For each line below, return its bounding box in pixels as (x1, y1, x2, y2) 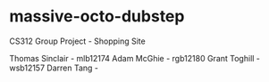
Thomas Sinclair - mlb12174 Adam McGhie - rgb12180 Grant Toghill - (9, 53, 261, 63)
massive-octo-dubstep (9, 6, 185, 27)
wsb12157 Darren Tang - (9, 62, 99, 73)
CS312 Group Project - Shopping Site (9, 36, 146, 46)
